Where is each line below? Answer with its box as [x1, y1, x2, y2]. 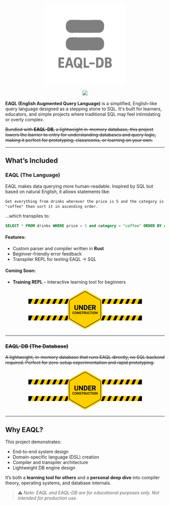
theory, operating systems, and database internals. [5, 480, 111, 486]
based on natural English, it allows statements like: [5, 189, 110, 195]
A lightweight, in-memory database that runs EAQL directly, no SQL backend [5, 354, 165, 360]
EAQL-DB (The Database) [5, 343, 69, 350]
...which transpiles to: [5, 213, 50, 219]
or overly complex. [5, 117, 45, 122]
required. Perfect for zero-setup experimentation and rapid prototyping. [5, 359, 155, 365]
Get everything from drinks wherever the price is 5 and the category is [5, 199, 164, 204]
